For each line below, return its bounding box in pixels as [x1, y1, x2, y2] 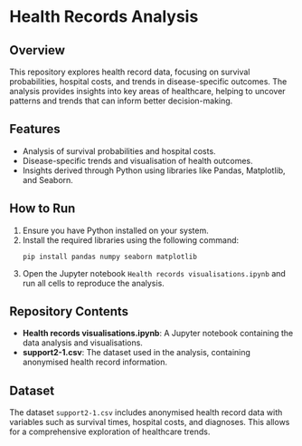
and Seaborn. [22, 174, 74, 185]
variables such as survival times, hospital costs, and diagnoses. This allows [9, 417, 290, 428]
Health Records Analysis [9, 6, 199, 27]
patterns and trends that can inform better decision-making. [9, 95, 233, 106]
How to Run [9, 201, 76, 217]
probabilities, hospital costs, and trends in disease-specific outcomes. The [9, 76, 288, 87]
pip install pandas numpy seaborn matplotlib [22, 252, 197, 261]
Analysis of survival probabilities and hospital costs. [22, 145, 216, 156]
